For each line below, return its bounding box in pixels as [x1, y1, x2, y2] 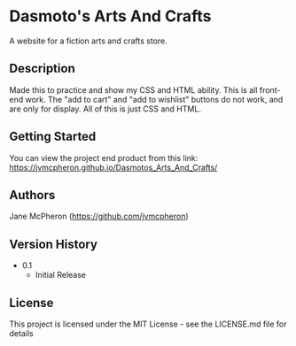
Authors [9, 188, 56, 203]
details [9, 328, 34, 338]
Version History [9, 236, 97, 251]
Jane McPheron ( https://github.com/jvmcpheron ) [9, 211, 189, 222]
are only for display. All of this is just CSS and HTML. [9, 104, 202, 114]
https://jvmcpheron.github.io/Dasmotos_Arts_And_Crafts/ [9, 162, 218, 173]
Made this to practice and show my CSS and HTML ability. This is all [9, 84, 258, 95]
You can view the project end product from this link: [9, 152, 199, 163]
